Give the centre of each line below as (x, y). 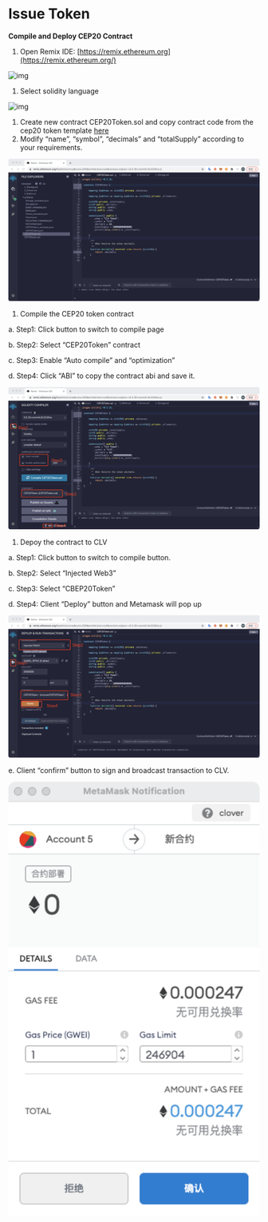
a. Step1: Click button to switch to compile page (87, 329)
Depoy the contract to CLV (63, 542)
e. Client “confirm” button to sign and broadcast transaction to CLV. (119, 770)
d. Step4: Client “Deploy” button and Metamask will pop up (105, 603)
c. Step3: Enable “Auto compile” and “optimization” (92, 360)
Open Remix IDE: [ (50, 51)
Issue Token (49, 14)
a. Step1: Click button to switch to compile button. (90, 557)
